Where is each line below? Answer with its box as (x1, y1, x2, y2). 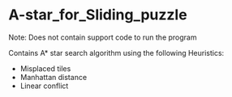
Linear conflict (19, 81, 69, 91)
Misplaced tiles (19, 63, 71, 74)
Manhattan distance (19, 72, 88, 82)
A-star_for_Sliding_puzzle (8, 6, 188, 24)
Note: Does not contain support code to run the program (8, 32, 197, 42)
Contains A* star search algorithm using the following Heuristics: (8, 48, 225, 57)
